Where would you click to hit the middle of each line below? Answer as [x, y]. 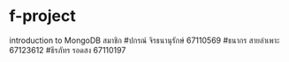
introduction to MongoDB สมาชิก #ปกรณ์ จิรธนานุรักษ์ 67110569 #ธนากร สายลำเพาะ [144, 40]
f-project [43, 16]
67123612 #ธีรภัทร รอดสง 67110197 [68, 50]
